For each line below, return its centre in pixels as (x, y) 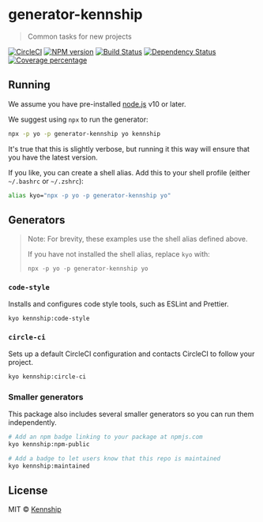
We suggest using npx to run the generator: (78, 119)
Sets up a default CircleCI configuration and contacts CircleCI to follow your (131, 354)
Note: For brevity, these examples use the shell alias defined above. (137, 239)
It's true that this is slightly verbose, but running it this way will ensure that (129, 148)
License (28, 490)
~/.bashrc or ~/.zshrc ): (46, 181)
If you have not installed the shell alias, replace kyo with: (119, 254)
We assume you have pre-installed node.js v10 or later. (97, 103)
